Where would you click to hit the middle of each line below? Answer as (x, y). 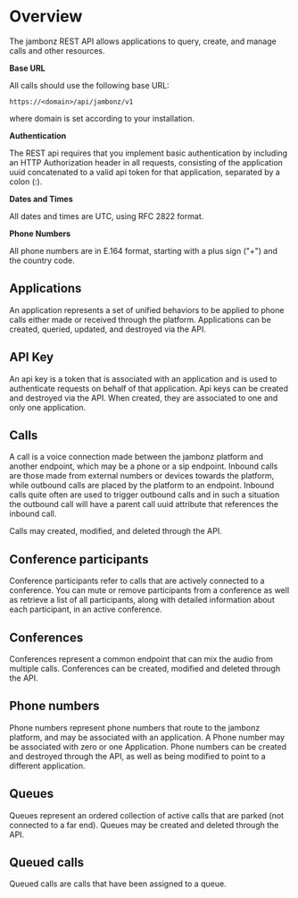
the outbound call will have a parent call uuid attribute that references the (144, 504)
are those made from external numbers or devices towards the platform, (142, 476)
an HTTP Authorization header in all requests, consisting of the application (146, 162)
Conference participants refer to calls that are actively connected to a (137, 581)
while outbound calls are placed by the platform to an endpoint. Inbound (142, 486)
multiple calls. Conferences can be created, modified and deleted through (145, 669)
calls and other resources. (57, 50)
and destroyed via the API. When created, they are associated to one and (144, 398)
